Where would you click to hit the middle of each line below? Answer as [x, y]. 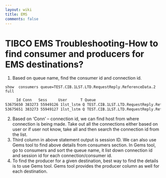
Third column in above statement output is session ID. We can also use [84, 139]
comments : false [22, 19]
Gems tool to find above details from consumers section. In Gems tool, [84, 145]
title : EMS [16, 14]
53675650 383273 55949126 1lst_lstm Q [45, 105]
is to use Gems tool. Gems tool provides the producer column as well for [86, 166]
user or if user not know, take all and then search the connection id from [86, 129]
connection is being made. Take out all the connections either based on [85, 124]
